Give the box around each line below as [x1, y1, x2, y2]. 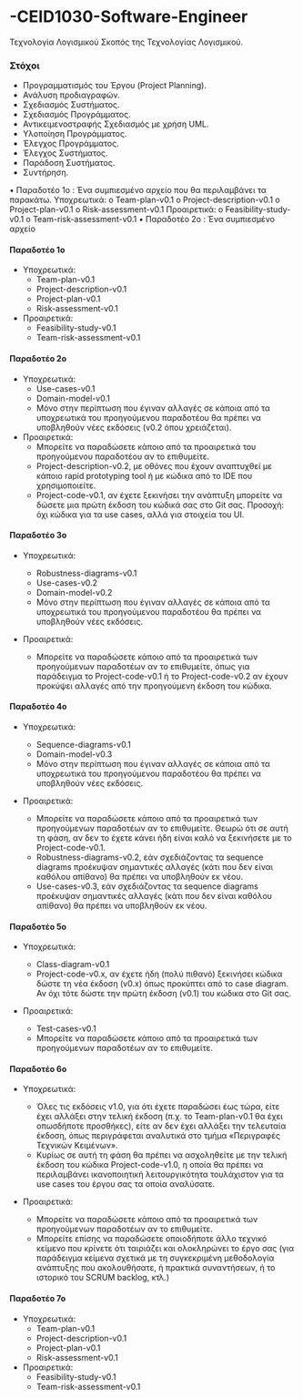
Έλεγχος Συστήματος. [22, 148, 108, 158]
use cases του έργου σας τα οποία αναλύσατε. [35, 1179, 216, 1190]
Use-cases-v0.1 [35, 383, 96, 393]
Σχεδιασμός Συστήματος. [22, 99, 120, 110]
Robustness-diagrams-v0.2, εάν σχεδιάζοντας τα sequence [35, 852, 264, 863]
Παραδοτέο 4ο [9, 701, 67, 712]
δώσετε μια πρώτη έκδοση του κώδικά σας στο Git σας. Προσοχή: [35, 499, 285, 510]
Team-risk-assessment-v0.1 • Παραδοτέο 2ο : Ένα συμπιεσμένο [33, 214, 276, 225]
